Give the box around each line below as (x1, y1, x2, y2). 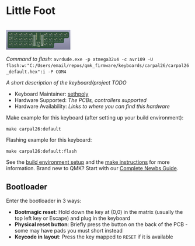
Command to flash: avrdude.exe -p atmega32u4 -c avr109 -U (6, 55, 154, 62)
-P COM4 (47, 69, 67, 75)
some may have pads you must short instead (14, 227, 123, 234)
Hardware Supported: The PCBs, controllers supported (14, 97, 147, 104)
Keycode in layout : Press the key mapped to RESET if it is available (14, 233, 173, 240)
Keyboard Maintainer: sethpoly (14, 90, 89, 97)
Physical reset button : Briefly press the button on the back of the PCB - (14, 221, 188, 228)
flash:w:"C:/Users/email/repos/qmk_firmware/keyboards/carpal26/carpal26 (6, 63, 190, 69)
